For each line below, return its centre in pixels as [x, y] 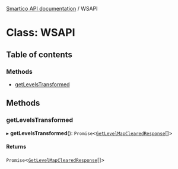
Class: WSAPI [41, 33]
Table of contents [39, 54]
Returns [16, 147]
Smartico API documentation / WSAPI [52, 9]
